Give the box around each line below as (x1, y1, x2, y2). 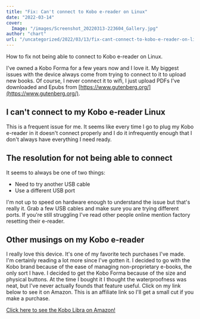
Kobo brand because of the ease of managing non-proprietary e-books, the (6, 263, 192, 271)
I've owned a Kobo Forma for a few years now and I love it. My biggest (6, 65, 179, 72)
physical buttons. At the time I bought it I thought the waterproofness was (6, 276, 187, 283)
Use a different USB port (14, 186, 76, 194)
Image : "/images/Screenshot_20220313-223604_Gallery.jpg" (11, 25, 159, 32)
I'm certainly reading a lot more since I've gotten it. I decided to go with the (6, 257, 190, 264)
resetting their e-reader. (6, 217, 65, 225)
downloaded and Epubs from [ (6, 84, 81, 90)
